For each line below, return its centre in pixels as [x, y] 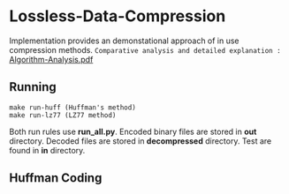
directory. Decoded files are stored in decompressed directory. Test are [141, 141]
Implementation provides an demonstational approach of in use [125, 41]
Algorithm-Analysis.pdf [51, 59]
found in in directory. [47, 150]
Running [33, 87]
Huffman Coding [56, 178]
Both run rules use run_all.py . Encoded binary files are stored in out [133, 131]
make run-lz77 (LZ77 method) [63, 115]
